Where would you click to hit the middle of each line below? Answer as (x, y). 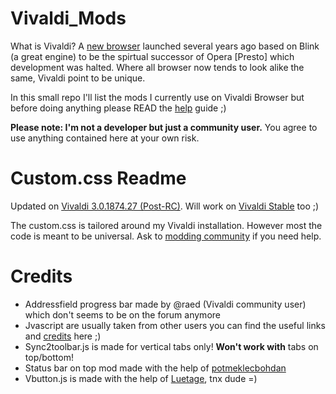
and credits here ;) (63, 336)
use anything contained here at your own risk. (105, 138)
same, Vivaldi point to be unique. (78, 78)
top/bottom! (49, 357)
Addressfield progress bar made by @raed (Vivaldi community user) (165, 304)
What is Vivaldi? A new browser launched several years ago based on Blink (165, 46)
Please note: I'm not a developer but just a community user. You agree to (164, 127)
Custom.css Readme (98, 178)
